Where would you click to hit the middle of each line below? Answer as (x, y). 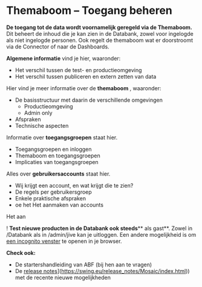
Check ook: (21, 252)
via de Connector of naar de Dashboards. (58, 47)
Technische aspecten (42, 125)
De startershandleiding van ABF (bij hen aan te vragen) (83, 265)
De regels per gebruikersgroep (53, 192)
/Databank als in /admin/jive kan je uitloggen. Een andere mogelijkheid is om (101, 234)
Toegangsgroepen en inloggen (53, 149)
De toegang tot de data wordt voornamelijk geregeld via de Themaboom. (99, 27)
